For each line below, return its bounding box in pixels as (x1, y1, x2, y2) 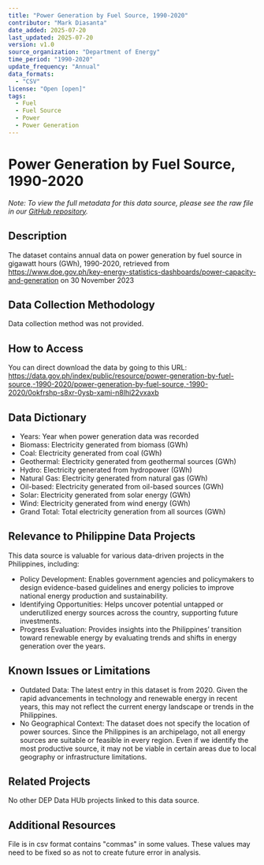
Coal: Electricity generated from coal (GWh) (19, 448, 162, 458)
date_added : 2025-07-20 (8, 26, 87, 34)
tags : (8, 92, 26, 100)
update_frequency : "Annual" (8, 63, 101, 71)
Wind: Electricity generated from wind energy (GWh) (19, 498, 191, 508)
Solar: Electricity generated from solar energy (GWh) (19, 490, 191, 499)
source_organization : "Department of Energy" (8, 48, 160, 56)
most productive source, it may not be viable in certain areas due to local (19, 744, 257, 753)
